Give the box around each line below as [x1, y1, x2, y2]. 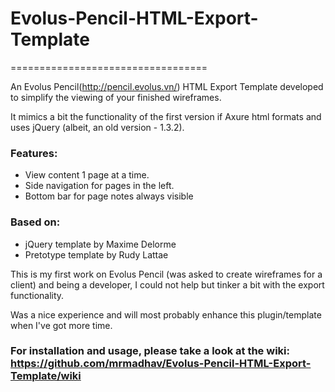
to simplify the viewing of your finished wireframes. [10, 91, 222, 103]
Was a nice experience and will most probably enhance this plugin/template [10, 308, 322, 321]
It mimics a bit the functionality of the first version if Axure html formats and [10, 110, 322, 122]
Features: [10, 146, 58, 160]
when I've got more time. [10, 319, 113, 331]
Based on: [10, 215, 61, 229]
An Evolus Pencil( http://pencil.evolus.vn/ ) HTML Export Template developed [10, 80, 324, 92]
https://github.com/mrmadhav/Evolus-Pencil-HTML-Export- [10, 357, 312, 371]
